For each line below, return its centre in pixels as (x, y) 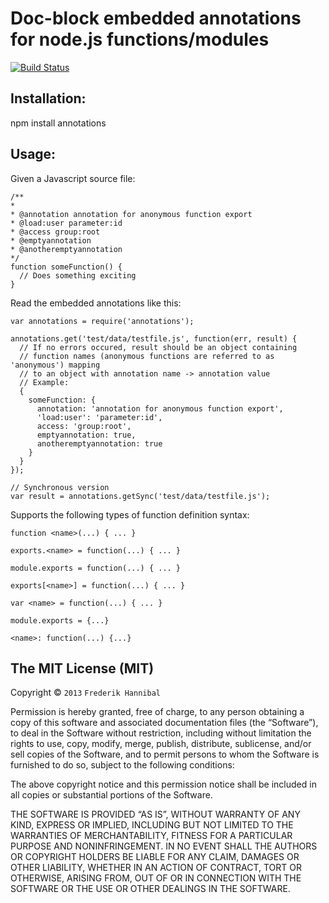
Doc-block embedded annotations (156, 18)
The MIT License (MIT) (82, 668)
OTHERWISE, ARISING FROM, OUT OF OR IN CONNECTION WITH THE (156, 878)
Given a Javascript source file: (73, 178)
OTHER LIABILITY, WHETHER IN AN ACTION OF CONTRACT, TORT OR (156, 868)
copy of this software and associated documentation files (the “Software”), (164, 723)
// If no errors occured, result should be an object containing (158, 347)
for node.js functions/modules (140, 39)
